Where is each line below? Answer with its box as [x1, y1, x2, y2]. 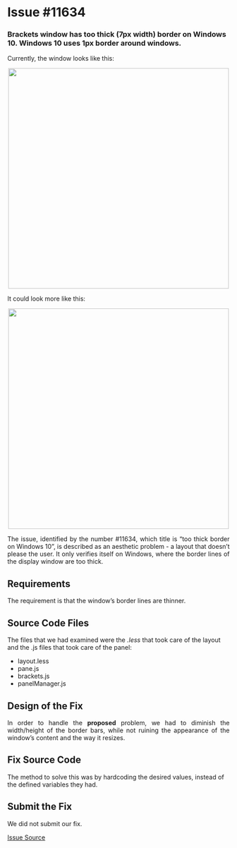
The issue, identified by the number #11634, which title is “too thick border [7, 535, 230, 543]
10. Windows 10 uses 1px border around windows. [7, 38, 182, 48]
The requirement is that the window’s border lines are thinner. [7, 597, 186, 605]
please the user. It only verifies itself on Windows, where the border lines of [7, 550, 230, 558]
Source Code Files [7, 617, 90, 629]
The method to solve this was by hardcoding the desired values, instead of [7, 773, 224, 781]
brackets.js [17, 672, 50, 681]
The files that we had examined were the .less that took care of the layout [7, 636, 221, 644]
